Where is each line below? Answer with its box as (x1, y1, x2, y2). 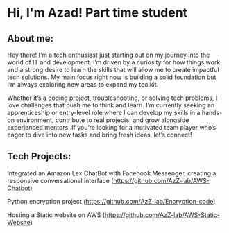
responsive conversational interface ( (7, 176, 114, 184)
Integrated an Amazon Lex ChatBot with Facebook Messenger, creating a (7, 169, 217, 178)
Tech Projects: (7, 150, 71, 162)
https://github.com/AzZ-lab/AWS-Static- (104, 210, 220, 219)
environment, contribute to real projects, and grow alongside (16, 116, 189, 124)
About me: (7, 33, 54, 44)
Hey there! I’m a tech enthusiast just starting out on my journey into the (7, 51, 210, 59)
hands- (201, 109, 223, 116)
